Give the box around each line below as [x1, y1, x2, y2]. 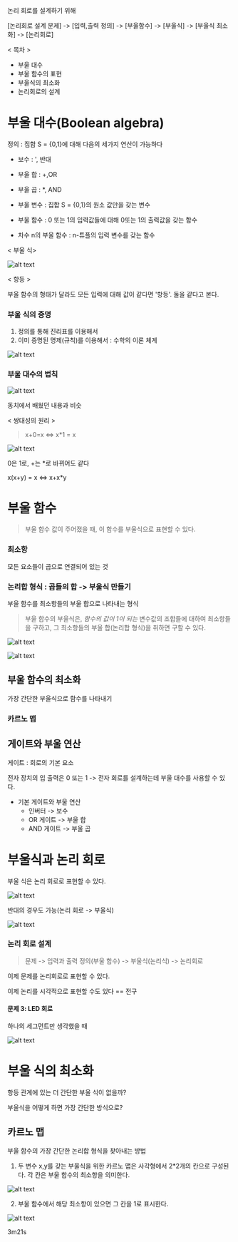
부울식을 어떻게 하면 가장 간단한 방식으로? [7, 1103, 123, 1112]
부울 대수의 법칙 [7, 369, 58, 379]
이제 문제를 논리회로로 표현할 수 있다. [7, 972, 110, 980]
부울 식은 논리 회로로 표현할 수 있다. [7, 876, 106, 886]
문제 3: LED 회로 [7, 1005, 53, 1013]
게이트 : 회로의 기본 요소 [7, 758, 74, 766]
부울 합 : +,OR [17, 170, 58, 178]
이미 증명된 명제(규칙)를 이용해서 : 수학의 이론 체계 [17, 336, 158, 344]
